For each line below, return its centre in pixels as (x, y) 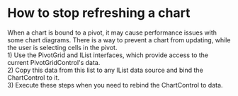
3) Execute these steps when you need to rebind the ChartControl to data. (115, 85)
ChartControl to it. (34, 77)
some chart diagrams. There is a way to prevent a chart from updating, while (119, 40)
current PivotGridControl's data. (54, 62)
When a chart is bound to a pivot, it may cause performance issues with (112, 32)
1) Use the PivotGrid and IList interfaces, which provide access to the (108, 55)
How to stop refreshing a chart (99, 13)
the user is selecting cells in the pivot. (62, 47)
